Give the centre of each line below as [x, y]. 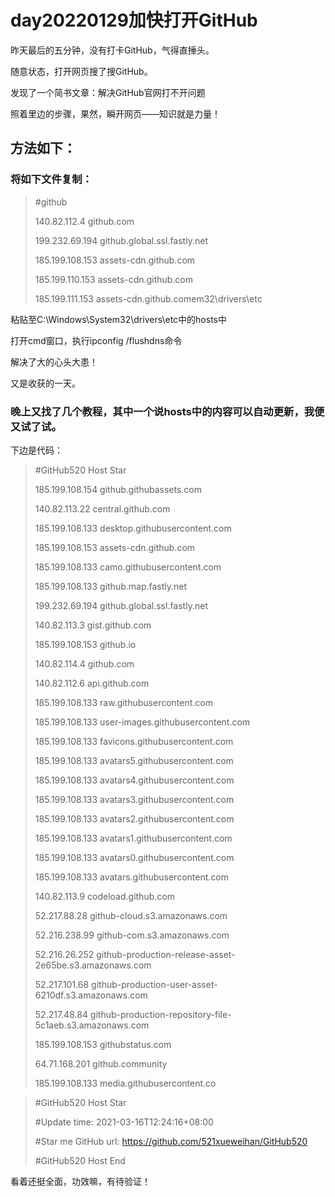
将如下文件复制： [51, 179]
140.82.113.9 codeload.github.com [104, 896]
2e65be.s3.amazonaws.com [93, 965]
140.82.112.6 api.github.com [92, 683]
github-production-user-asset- [154, 984]
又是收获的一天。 [45, 383]
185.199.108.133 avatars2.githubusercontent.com [134, 818]
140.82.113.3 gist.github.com [93, 625]
